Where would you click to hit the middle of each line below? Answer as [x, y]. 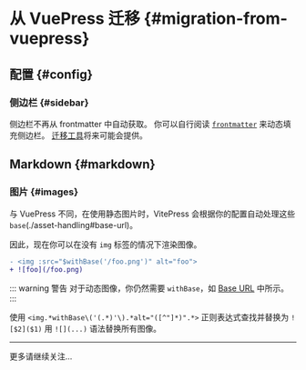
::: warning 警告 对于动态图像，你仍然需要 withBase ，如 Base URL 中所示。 [149, 288]
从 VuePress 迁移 [75, 19]
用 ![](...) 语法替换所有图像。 [103, 329]
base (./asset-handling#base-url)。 [74, 225]
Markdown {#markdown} [83, 165]
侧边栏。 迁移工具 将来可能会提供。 [82, 135]
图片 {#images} [44, 192]
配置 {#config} [51, 74]
